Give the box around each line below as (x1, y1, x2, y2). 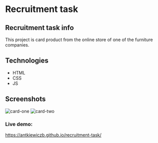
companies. (5, 42, 29, 48)
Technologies (5, 56, 49, 65)
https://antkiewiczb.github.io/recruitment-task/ (5, 131, 101, 138)
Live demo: (5, 120, 33, 127)
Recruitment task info (5, 23, 74, 32)
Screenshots (5, 95, 46, 103)
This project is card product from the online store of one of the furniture (5, 36, 153, 42)
